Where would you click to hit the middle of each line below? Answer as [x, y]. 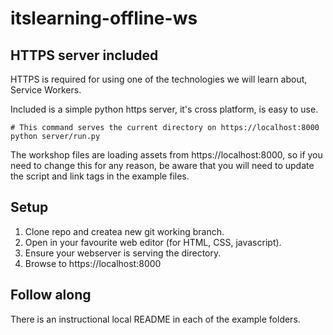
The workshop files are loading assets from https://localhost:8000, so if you [166, 155]
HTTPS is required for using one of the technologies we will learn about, [159, 79]
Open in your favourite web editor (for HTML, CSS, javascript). [153, 242]
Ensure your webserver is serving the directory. [123, 253]
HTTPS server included [84, 55]
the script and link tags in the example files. [100, 176]
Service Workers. [46, 90]
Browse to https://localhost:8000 [93, 263]
